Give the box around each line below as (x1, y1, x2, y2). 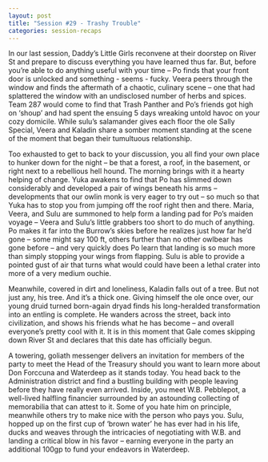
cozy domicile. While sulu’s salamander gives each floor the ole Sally (8, 117, 235, 127)
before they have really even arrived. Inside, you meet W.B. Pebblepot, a (8, 385, 246, 395)
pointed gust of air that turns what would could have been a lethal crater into (8, 260, 261, 269)
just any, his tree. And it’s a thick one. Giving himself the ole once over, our (8, 293, 254, 302)
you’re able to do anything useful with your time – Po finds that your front (8, 66, 250, 75)
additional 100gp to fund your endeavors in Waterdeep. (8, 444, 190, 454)
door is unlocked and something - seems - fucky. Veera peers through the (8, 74, 254, 84)
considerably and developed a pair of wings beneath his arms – (8, 184, 218, 193)
